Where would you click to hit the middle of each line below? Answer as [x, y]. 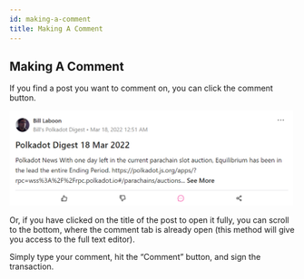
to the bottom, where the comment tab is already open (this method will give [152, 229]
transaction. [32, 266]
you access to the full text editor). [72, 239]
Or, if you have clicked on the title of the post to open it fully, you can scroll [149, 220]
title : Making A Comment [56, 29]
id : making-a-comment [50, 19]
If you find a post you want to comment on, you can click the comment [142, 88]
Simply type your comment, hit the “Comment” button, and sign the [135, 256]
